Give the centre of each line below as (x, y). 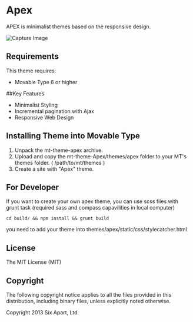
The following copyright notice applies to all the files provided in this (89, 295)
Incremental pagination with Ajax (54, 111)
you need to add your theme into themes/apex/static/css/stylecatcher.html (96, 230)
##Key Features (25, 93)
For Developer (33, 187)
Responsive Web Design (44, 117)
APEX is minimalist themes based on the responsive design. (79, 26)
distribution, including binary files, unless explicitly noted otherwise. (89, 301)
